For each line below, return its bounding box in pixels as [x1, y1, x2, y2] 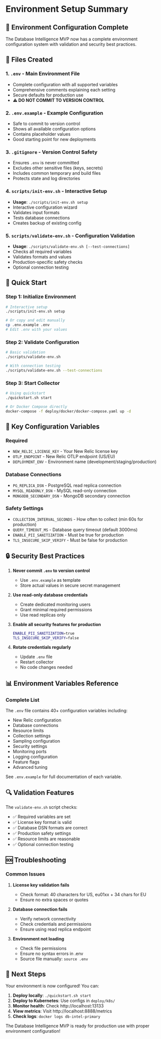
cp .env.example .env [5, 322, 50, 328]
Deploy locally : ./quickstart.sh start [12, 993, 91, 999]
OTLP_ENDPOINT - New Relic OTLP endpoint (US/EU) [12, 454, 115, 460]
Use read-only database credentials [12, 592, 88, 598]
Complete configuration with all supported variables [12, 81, 118, 87]
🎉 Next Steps [5, 970, 46, 978]
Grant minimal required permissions [20, 606, 92, 612]
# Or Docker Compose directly [5, 404, 68, 409]
